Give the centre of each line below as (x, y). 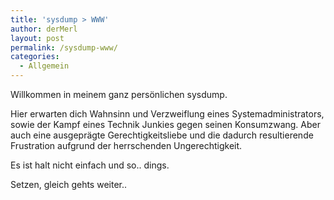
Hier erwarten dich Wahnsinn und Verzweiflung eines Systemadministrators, (167, 114)
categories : (35, 57)
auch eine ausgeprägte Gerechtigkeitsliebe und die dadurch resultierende (162, 135)
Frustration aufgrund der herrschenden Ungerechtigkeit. (126, 145)
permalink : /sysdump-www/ (64, 47)
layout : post (37, 38)
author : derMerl (44, 29)
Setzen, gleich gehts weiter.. (69, 184)
